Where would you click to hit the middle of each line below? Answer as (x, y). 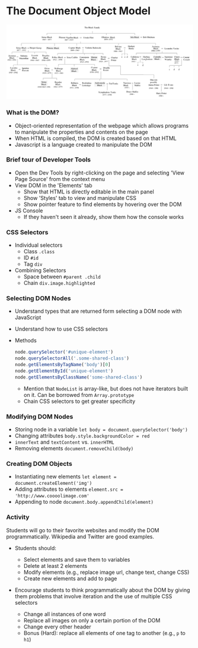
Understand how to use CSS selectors (61, 329)
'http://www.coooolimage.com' (52, 496)
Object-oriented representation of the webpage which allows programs (101, 125)
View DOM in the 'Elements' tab (54, 185)
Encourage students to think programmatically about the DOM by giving (102, 590)
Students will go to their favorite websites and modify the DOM (83, 530)
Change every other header (57, 627)
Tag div (33, 264)
